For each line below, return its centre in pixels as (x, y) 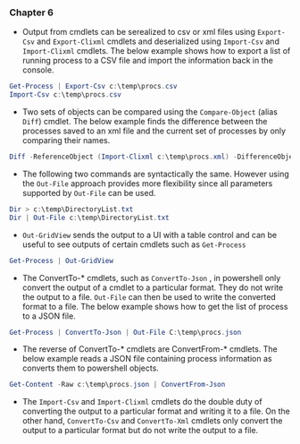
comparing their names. (66, 141)
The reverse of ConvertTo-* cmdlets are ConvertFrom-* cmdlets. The (150, 349)
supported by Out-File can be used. (89, 192)
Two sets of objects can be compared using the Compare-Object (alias (150, 112)
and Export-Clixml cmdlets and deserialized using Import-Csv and (158, 41)
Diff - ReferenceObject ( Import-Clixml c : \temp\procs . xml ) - (124, 157)
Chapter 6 (31, 13)
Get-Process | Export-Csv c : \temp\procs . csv (93, 87)
